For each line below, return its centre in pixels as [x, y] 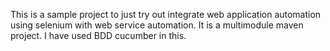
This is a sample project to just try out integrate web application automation [166, 14]
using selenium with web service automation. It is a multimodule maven [157, 25]
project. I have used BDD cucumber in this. [98, 35]
